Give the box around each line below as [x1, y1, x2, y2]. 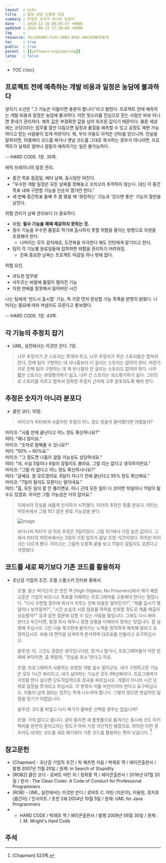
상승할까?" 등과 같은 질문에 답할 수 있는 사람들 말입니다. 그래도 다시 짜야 [17, 612, 156, 618]
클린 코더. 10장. [12, 408, 42, 414]
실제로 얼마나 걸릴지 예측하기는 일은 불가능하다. [18, 144, 110, 149]
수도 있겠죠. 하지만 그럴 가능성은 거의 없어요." [5, 491, 92, 497]
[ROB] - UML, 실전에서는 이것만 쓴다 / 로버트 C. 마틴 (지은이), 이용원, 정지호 [12, 790, 160, 795]
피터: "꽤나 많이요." [5, 435, 42, 441]
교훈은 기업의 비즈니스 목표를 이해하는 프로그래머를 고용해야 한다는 [17, 594, 146, 600]
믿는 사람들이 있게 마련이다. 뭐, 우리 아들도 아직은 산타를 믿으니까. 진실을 [18, 131, 158, 137]
